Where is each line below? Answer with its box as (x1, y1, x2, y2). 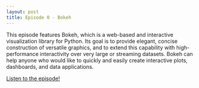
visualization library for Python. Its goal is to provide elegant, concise (6, 37, 178, 45)
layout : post (6, 8, 39, 15)
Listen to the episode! (6, 75, 60, 82)
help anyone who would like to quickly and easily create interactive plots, (6, 57, 188, 64)
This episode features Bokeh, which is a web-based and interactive (6, 31, 174, 38)
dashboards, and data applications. (6, 63, 94, 70)
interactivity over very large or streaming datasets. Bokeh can (40, 50, 193, 57)
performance (6, 50, 39, 57)
